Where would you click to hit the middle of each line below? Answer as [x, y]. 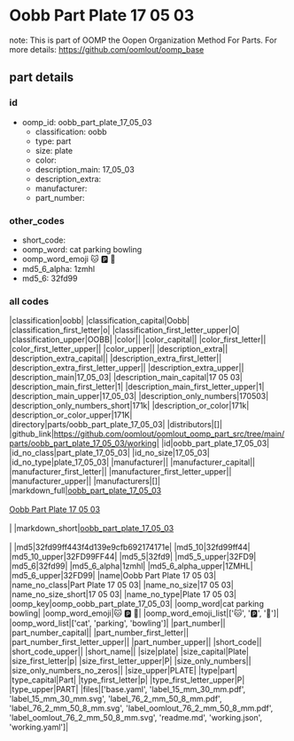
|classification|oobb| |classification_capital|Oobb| [100, 321]
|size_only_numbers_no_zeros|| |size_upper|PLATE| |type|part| [124, 671]
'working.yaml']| [39, 727]
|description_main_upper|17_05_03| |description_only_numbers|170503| [139, 396]
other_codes [37, 220]
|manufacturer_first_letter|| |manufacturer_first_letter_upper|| [120, 472]
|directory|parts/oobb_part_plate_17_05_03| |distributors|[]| [116, 425]
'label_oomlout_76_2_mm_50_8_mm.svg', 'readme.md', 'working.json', [136, 718]
